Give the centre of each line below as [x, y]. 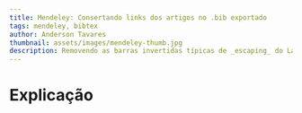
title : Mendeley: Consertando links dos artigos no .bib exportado [138, 17]
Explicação [52, 96]
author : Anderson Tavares [58, 34]
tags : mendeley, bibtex [54, 26]
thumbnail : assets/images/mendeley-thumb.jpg [96, 43]
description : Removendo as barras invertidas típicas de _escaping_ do [146, 51]
